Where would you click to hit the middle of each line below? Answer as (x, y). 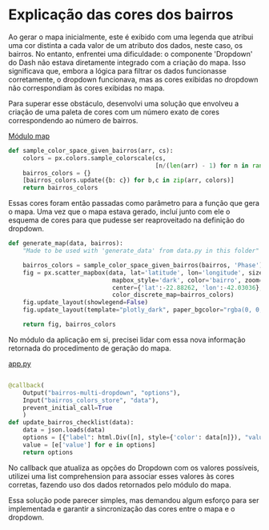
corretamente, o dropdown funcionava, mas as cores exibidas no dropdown (133, 79)
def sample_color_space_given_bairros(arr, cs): (91, 151)
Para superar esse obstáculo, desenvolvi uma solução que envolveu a (124, 103)
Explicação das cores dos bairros (121, 15)
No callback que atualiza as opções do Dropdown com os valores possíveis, (134, 468)
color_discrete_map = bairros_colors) (173, 295)
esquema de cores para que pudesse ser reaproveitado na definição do (126, 220)
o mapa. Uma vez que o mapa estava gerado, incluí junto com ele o (119, 212)
